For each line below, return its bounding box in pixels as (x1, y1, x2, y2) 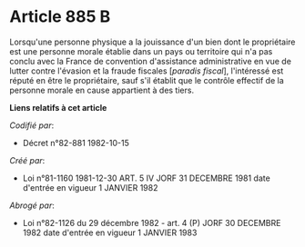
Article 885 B (9, 6, 111, 27)
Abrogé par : (9, 200, 55, 211)
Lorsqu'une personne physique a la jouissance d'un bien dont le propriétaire (9, 36, 296, 47)
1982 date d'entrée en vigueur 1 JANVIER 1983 (22, 227, 198, 238)
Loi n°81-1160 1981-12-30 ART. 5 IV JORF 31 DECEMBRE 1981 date (22, 173, 270, 183)
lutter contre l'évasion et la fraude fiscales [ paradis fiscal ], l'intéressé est (9, 65, 284, 76)
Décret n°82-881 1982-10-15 (22, 137, 130, 148)
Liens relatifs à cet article (9, 102, 107, 113)
